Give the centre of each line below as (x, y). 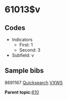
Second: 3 (30, 50)
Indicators (22, 39)
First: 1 (26, 45)
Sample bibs (24, 71)
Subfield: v (23, 55)
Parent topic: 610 (22, 92)
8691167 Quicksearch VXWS (34, 82)
